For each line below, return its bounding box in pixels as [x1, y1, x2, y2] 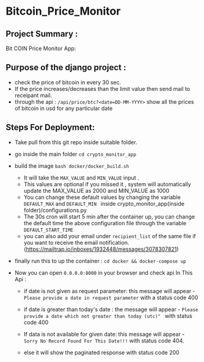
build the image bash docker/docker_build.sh [14, 162, 129, 169]
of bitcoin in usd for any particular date [14, 104, 113, 112]
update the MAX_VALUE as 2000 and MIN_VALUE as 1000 [23, 187, 170, 194]
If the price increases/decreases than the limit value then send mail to [14, 85, 191, 92]
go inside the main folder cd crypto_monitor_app [14, 150, 137, 157]
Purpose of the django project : [5, 62, 126, 73]
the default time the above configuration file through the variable [23, 219, 187, 226]
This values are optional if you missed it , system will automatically [23, 180, 191, 187]
